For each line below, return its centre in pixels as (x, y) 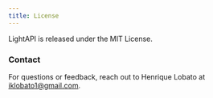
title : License (34, 16)
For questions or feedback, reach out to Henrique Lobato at (107, 76)
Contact (25, 59)
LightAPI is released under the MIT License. (80, 39)
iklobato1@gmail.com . (45, 85)
